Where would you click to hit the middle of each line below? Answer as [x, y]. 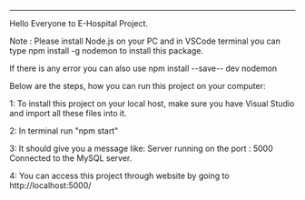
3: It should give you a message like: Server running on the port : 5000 [142, 148]
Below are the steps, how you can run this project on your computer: [138, 86]
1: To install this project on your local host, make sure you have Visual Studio [152, 104]
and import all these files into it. [68, 113]
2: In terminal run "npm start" [64, 131]
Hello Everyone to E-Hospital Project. [79, 23]
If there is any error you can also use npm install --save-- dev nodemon [143, 68]
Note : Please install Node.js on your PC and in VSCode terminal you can [145, 41]
